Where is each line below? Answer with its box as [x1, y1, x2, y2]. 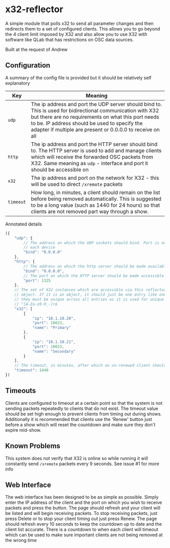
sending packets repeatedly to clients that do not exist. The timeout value [5, 405, 158, 411]
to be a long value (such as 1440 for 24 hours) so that [31, 202, 160, 209]
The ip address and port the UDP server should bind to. [31, 101, 162, 108]
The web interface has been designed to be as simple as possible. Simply [5, 494, 159, 500]
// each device [23, 245, 56, 250]
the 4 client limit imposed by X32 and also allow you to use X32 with [5, 31, 148, 37]
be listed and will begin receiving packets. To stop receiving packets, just [5, 510, 158, 517]
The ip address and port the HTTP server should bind [31, 141, 158, 148]
